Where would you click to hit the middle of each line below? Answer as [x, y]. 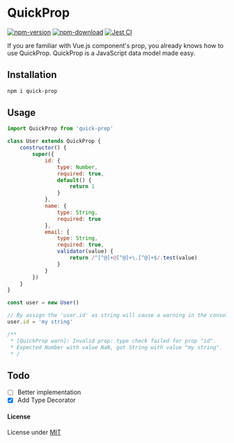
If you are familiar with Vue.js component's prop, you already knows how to [116, 45]
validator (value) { [85, 251]
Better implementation [49, 392]
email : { [57, 232]
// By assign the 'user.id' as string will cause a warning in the [107, 316]
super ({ [43, 155]
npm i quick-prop [32, 91]
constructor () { [44, 148]
